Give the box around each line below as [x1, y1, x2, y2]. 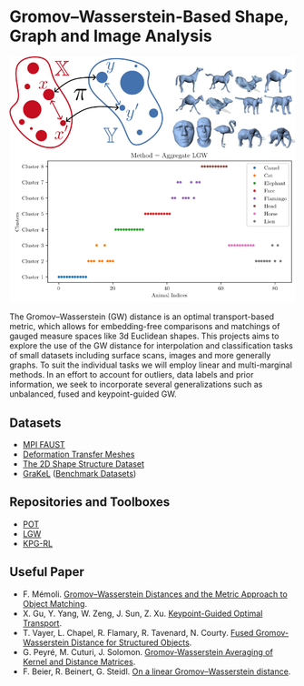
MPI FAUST [22, 439, 65, 449]
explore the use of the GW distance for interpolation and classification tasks [9, 340, 293, 351]
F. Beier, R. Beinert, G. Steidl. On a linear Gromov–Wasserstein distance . [22, 666, 291, 677]
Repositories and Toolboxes [9, 494, 171, 510]
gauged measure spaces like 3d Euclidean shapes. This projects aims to [9, 330, 279, 342]
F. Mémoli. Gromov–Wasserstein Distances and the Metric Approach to [22, 589, 288, 600]
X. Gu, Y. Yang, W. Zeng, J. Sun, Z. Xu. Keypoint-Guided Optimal [22, 608, 263, 619]
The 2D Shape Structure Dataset [22, 458, 145, 469]
